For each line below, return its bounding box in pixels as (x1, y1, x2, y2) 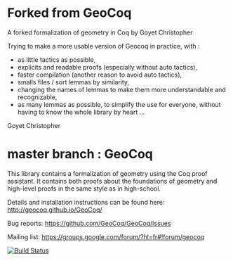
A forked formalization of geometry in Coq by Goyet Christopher (7, 28, 193, 37)
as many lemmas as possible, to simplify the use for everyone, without (17, 100, 221, 108)
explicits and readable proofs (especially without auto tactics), (17, 63, 198, 71)
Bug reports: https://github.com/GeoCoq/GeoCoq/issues (7, 219, 171, 227)
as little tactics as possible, (17, 55, 96, 64)
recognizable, (17, 93, 58, 101)
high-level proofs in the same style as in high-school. (7, 184, 161, 193)
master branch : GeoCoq (7, 146, 153, 163)
